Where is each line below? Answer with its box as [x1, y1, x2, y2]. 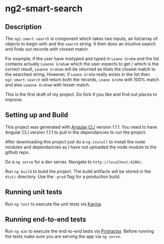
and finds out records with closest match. [5, 46, 89, 52]
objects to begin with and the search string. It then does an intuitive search [5, 41, 156, 47]
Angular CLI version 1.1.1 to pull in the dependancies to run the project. [5, 129, 147, 135]
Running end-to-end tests [5, 215, 86, 224]
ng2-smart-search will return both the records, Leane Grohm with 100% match [5, 77, 160, 82]
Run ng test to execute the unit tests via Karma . [5, 201, 102, 207]
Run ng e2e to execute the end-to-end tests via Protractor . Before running [5, 228, 154, 234]
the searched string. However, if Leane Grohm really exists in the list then [5, 71, 150, 77]
